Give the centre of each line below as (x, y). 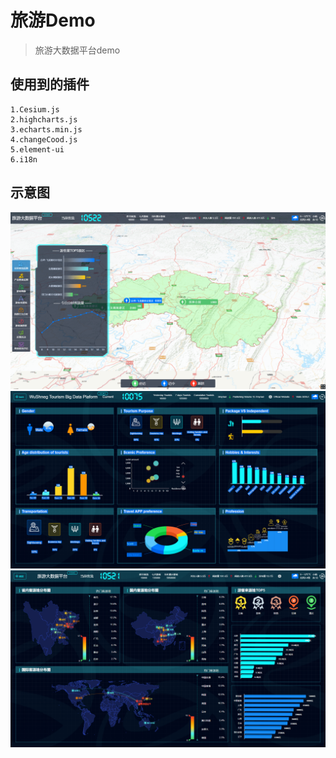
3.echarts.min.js (46, 129)
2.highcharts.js (44, 119)
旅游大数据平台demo (77, 50)
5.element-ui (37, 149)
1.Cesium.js (35, 109)
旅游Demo (53, 20)
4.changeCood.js (44, 139)
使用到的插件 (50, 84)
